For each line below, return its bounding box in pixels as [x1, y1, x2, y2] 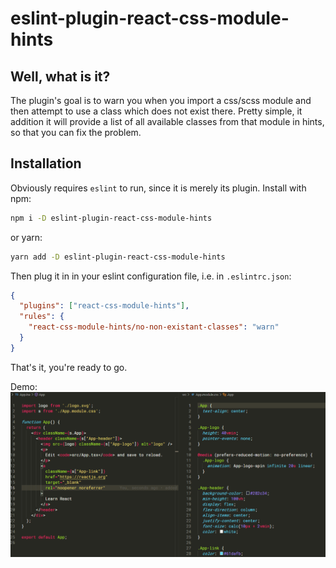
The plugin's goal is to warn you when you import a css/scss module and [10, 95, 312, 106]
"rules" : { [19, 312, 65, 322]
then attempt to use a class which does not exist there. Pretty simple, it [10, 105, 303, 117]
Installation [10, 155, 82, 172]
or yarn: [10, 231, 43, 243]
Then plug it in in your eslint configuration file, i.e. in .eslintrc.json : [10, 270, 292, 282]
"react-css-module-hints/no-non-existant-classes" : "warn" [28, 322, 280, 332]
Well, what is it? [10, 68, 111, 85]
